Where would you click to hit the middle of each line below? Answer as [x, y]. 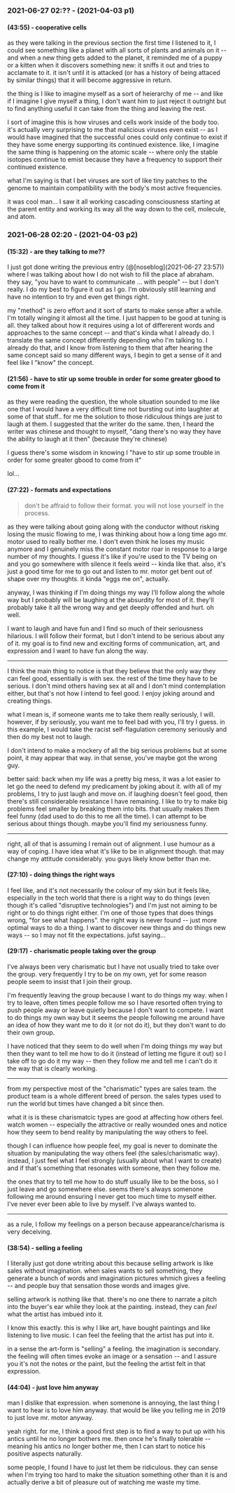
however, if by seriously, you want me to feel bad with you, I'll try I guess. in [116, 722]
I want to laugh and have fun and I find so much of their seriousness [105, 628]
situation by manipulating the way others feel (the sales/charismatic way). [113, 1153]
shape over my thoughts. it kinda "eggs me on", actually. [88, 578]
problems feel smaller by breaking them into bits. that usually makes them [113, 809]
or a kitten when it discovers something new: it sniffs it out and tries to [108, 65]
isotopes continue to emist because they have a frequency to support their [115, 159]
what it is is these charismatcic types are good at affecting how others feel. [115, 1117]
